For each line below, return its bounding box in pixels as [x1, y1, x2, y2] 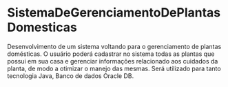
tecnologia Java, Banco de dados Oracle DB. [7, 71, 134, 80]
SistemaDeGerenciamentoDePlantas [7, 5, 221, 21]
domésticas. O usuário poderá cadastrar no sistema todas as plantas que [7, 50, 215, 58]
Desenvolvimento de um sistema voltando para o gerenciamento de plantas [7, 42, 222, 50]
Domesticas [7, 19, 77, 35]
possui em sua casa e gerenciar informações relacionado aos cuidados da [7, 57, 218, 65]
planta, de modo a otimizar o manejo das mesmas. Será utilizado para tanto [7, 64, 222, 72]
